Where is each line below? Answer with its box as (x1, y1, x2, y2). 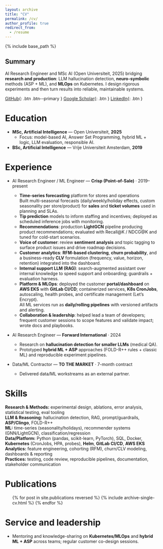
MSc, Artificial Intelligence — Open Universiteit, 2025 (12, 129, 122, 135)
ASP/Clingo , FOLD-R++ (5, 419, 53, 426)
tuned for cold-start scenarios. (19, 234, 81, 240)
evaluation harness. (19, 275, 59, 281)
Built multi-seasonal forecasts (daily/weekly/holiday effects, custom (19, 198, 155, 204)
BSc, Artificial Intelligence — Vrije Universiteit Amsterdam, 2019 (12, 144, 143, 150)
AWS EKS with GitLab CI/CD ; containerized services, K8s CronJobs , (19, 286, 158, 292)
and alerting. (19, 307, 45, 313)
